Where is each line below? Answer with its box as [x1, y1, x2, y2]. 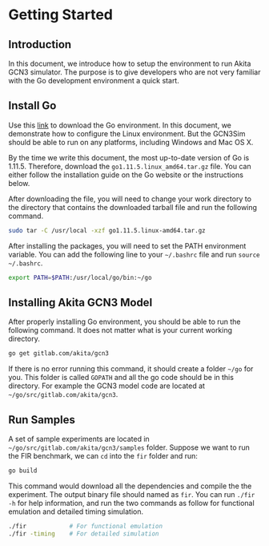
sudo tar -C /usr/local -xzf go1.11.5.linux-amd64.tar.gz [8, 226, 206, 234]
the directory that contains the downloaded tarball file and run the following [8, 202, 258, 212]
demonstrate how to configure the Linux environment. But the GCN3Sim [8, 128, 246, 138]
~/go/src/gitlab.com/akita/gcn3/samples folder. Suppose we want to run [8, 443, 250, 452]
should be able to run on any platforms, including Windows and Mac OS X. [8, 137, 254, 147]
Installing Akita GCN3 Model [8, 295, 153, 309]
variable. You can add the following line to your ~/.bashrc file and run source [8, 249, 260, 259]
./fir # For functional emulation [8, 522, 163, 530]
